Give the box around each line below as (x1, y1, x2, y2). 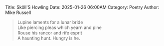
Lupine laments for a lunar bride (17, 19, 83, 25)
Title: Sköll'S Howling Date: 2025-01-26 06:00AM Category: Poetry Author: (5, 4, 160, 10)
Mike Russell (5, 9, 31, 15)
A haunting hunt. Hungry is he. (17, 35, 81, 41)
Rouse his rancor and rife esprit (17, 30, 82, 35)
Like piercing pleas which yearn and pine (17, 24, 102, 30)
